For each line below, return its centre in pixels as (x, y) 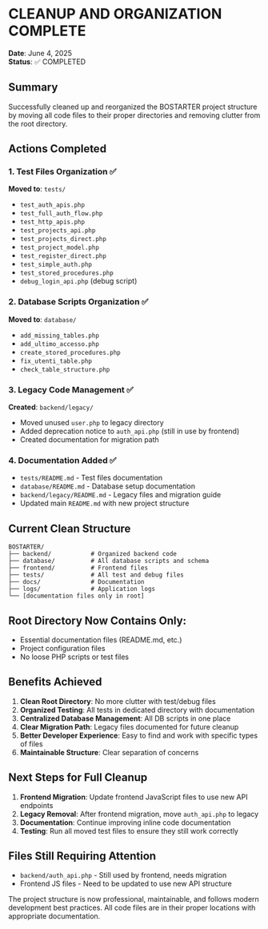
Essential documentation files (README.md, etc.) (101, 639)
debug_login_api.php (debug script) (78, 281)
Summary (33, 88)
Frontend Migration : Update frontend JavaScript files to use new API (134, 797)
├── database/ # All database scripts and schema (109, 561)
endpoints (36, 805)
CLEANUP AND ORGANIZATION (115, 14)
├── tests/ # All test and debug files (96, 575)
